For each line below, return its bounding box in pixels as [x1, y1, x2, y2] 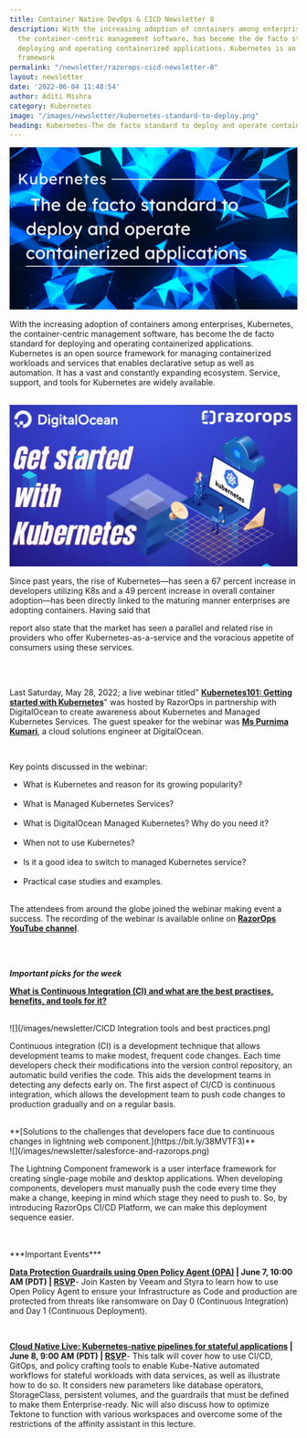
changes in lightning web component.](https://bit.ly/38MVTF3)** [9, 1136, 256, 1147]
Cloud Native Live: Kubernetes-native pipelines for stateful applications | [9, 1341, 293, 1352]
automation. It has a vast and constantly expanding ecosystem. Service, [9, 366, 281, 378]
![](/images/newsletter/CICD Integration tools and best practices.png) [9, 1023, 271, 1034]
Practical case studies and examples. [22, 876, 164, 887]
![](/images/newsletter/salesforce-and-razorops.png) [9, 1146, 210, 1157]
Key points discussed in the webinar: [9, 761, 148, 772]
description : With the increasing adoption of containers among [9, 24, 259, 34]
